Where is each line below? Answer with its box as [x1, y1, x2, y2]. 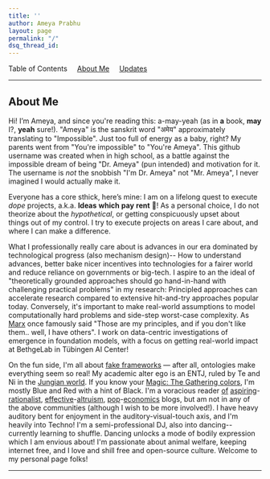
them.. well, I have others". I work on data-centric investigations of [8, 327, 228, 337]
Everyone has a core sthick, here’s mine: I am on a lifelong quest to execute [8, 192, 258, 201]
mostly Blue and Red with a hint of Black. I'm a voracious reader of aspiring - [8, 386, 260, 395]
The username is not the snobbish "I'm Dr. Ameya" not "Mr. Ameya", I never [8, 167, 259, 177]
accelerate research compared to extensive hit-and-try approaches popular [8, 293, 260, 303]
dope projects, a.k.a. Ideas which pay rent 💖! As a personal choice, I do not [8, 200, 260, 210]
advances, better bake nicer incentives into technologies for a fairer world [8, 258, 253, 268]
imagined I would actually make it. [8, 176, 121, 186]
